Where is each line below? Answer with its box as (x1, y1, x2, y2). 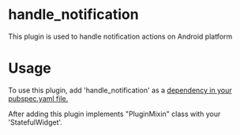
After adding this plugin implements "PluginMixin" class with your (8, 109, 221, 118)
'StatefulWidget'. (8, 117, 63, 127)
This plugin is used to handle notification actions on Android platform (8, 32, 233, 41)
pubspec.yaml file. (8, 93, 69, 103)
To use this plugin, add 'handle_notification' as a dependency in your (8, 85, 232, 95)
